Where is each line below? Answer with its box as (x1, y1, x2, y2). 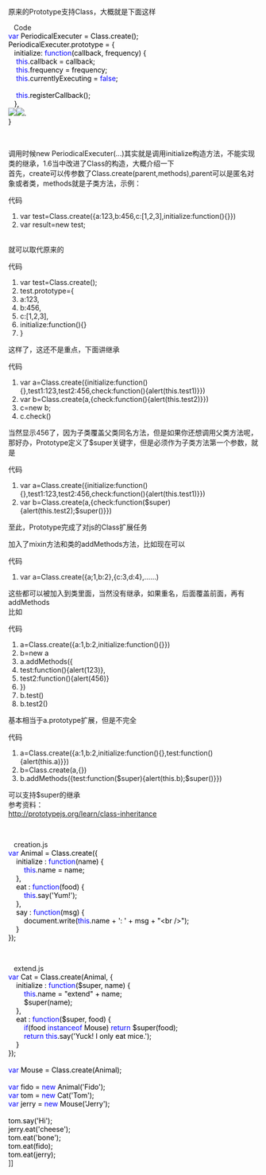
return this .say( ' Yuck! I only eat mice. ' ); (23, 1032, 152, 1040)
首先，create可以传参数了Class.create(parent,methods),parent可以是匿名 (8, 169, 248, 178)
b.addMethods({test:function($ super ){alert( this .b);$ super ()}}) (19, 774, 222, 783)
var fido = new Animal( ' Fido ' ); (8, 1082, 106, 1091)
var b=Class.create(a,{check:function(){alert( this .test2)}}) (19, 395, 209, 404)
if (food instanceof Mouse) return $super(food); (23, 1023, 179, 1033)
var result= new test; (19, 220, 86, 229)
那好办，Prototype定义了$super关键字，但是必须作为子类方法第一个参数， (8, 438, 252, 447)
